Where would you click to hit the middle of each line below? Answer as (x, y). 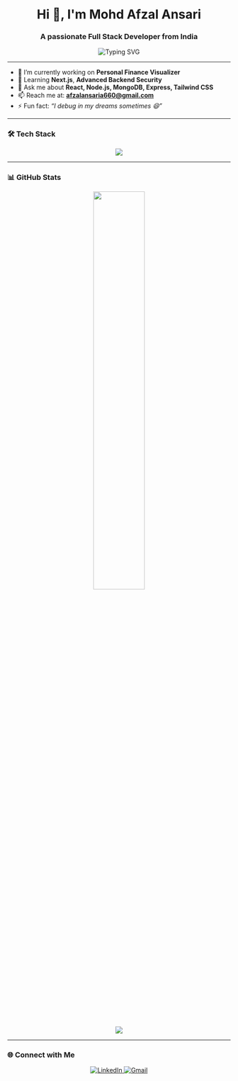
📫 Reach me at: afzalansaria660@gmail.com (86, 96)
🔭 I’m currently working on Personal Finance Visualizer (99, 72)
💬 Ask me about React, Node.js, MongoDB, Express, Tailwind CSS (115, 87)
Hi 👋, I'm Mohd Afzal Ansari (119, 15)
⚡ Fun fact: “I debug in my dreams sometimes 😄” (90, 106)
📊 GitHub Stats (34, 177)
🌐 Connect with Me (41, 1055)
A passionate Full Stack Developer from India (119, 37)
